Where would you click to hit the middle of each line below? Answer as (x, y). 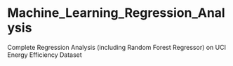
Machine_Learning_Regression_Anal (116, 13)
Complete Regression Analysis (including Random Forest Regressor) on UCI (117, 47)
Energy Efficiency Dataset (45, 55)
